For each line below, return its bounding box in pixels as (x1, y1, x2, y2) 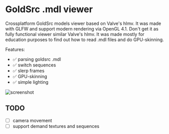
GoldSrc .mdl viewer (5, 4, 93, 15)
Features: (5, 46, 25, 52)
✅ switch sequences (12, 62, 56, 68)
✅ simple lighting (12, 79, 49, 85)
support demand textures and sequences (12, 123, 100, 129)
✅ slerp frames (12, 68, 45, 74)
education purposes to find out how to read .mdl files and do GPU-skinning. (5, 37, 164, 43)
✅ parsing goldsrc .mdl (12, 56, 61, 62)
